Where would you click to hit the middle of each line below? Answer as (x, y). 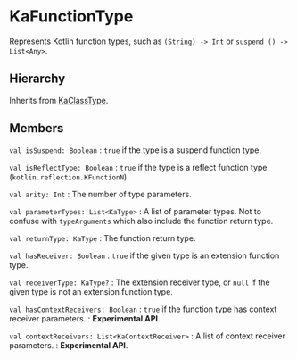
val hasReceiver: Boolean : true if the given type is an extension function (144, 255)
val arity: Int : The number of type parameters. (100, 194)
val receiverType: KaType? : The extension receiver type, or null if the (140, 282)
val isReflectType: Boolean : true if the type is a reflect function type (138, 167)
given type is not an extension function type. (91, 291)
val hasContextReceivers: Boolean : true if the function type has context (143, 309)
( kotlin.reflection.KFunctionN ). (69, 177)
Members (37, 128)
